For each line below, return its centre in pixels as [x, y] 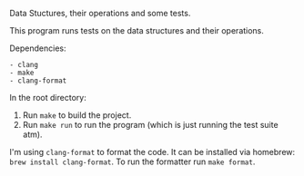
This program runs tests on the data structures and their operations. [137, 30]
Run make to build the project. [77, 115]
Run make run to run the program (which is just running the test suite [151, 125]
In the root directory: [48, 98]
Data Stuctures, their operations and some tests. [100, 13]
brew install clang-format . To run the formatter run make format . [132, 161]
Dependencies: [38, 48]
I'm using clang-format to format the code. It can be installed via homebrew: [152, 152]
